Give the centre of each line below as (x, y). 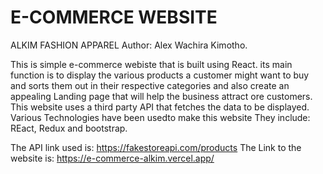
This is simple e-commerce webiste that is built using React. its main (151, 64)
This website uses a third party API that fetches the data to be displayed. (160, 107)
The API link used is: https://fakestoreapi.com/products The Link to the (156, 147)
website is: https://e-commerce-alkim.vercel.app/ (112, 158)
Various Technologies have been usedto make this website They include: (160, 117)
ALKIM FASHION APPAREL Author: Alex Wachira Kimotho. (129, 45)
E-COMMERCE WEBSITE (114, 17)
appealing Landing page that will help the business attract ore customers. (161, 96)
